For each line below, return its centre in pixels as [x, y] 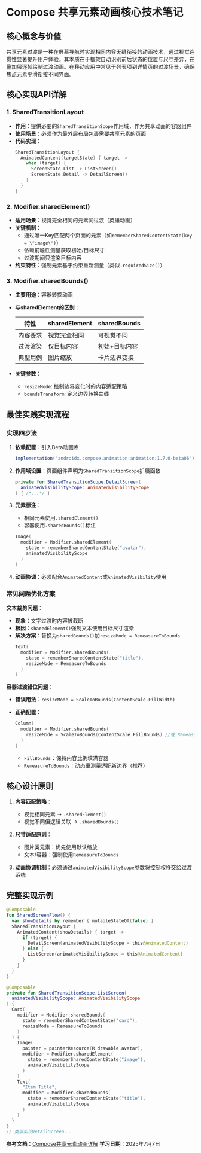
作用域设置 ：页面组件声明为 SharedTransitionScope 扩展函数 [88, 471]
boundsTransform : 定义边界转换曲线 [66, 394]
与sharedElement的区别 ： [47, 307]
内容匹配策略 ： [33, 801]
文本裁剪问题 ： [25, 608]
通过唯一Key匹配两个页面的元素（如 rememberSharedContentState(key [108, 235]
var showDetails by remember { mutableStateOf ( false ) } [83, 921]
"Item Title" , [40, 1087]
